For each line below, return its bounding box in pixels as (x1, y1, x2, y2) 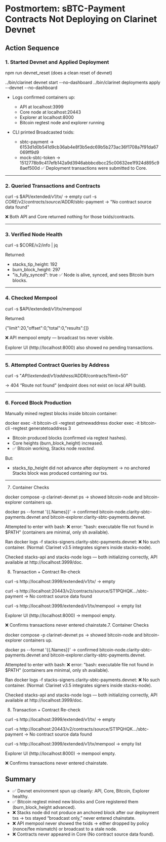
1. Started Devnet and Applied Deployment (5, 58, 110, 65)
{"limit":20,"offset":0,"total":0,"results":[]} (5, 325, 89, 331)
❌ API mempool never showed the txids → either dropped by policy (12, 820, 149, 827)
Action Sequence (5, 44, 59, 52)
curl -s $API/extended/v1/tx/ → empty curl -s (5, 194, 97, 199)
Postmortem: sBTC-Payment (5, 3, 125, 14)
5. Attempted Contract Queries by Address (5, 361, 110, 368)
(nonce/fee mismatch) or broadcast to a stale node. (12, 826, 118, 832)
